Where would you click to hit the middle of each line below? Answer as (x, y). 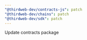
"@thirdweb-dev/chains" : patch (37, 14)
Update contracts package (32, 33)
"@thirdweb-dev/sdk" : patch (34, 19)
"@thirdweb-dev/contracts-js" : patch (43, 10)
